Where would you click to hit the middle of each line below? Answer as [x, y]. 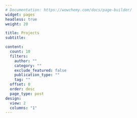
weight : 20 [17, 24]
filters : [19, 56]
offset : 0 [20, 84]
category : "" [28, 66]
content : [14, 47]
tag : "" [22, 80]
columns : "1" [24, 108]
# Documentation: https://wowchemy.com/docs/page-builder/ [69, 10]
